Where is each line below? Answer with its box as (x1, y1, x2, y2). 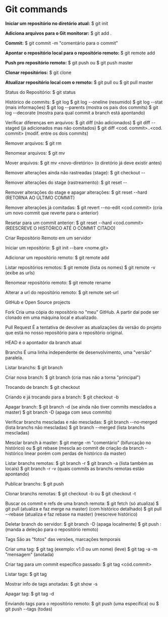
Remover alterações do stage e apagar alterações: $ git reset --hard (5, 189, 147, 195)
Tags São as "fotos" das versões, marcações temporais (5, 536, 121, 542)
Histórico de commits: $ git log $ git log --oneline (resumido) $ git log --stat (5, 99, 163, 105)
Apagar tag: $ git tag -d (5, 591, 54, 597)
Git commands (5, 4, 68, 15)
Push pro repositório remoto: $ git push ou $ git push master (5, 59, 133, 65)
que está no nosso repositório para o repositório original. (5, 330, 124, 336)
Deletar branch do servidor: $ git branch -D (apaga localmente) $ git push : (5, 521, 161, 527)
